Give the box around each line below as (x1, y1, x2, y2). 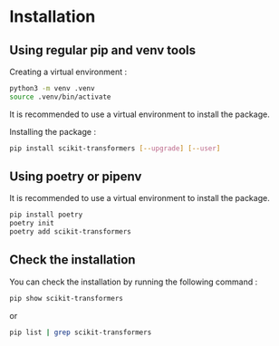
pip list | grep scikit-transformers (9, 328, 152, 337)
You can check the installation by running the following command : (9, 276, 258, 287)
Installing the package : (9, 126, 97, 137)
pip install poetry (9, 210, 83, 219)
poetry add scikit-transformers (9, 227, 131, 236)
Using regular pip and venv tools (9, 43, 197, 58)
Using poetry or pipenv (9, 169, 142, 185)
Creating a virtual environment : (9, 66, 128, 77)
